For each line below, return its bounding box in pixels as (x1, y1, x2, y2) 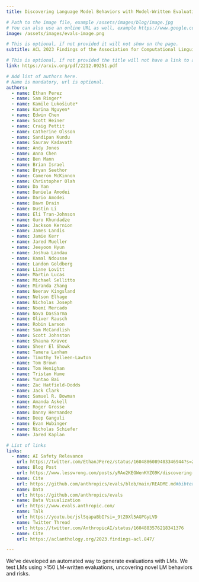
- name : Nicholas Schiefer (11, 426, 78, 432)
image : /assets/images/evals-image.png (6, 30, 105, 36)
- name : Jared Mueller (11, 239, 68, 245)
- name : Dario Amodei (11, 195, 65, 201)
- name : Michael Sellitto (11, 277, 76, 283)
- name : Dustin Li (11, 206, 57, 212)
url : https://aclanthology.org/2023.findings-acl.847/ (17, 536, 155, 542)
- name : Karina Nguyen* (11, 107, 70, 113)
